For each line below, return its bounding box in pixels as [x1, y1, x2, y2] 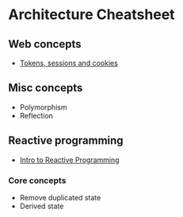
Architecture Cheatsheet [8, 6, 176, 24]
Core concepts [8, 175, 67, 186]
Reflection [19, 110, 54, 120]
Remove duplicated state [19, 192, 101, 202]
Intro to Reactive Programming [19, 155, 120, 165]
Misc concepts [8, 81, 83, 95]
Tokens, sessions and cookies [19, 58, 119, 68]
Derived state [19, 201, 64, 211]
